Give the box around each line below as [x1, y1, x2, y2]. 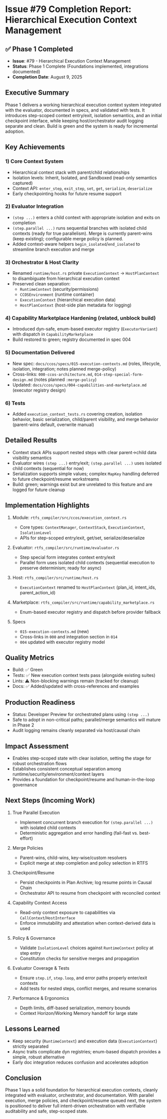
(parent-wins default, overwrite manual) [12, 422, 95, 428]
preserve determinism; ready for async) [19, 565, 102, 571]
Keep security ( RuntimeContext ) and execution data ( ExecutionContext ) [12, 1038, 158, 1044]
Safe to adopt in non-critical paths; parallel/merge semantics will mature [12, 717, 161, 723]
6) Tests [5, 400, 26, 407]
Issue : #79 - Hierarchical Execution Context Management [12, 58, 131, 64]
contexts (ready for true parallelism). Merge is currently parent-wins [12, 230, 153, 236]
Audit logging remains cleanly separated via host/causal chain [12, 727, 141, 733]
